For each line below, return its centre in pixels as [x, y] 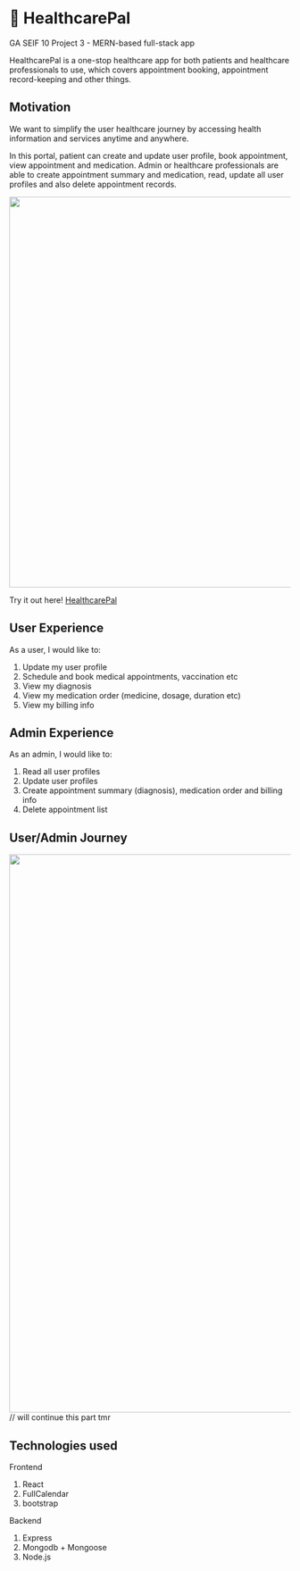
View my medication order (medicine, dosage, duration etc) [131, 695]
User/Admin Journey [68, 837]
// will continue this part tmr [60, 1417]
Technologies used [63, 1446]
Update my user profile [64, 667]
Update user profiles [60, 781]
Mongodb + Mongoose [64, 1547]
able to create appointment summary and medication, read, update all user [146, 174]
